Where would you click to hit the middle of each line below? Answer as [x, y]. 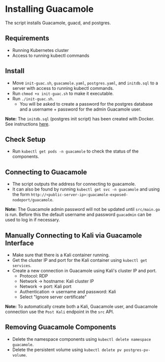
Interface [19, 243]
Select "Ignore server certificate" [53, 297]
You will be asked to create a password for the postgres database [86, 104]
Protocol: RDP [34, 276]
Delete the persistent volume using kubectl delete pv [67, 350]
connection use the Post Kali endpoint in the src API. [60, 312]
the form [21, 195]
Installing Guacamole [49, 9]
